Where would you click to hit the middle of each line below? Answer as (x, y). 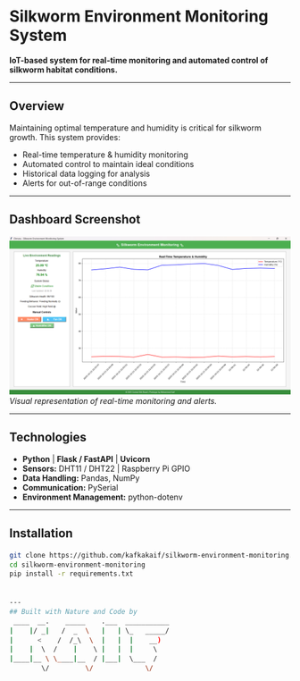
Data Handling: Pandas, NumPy (81, 478)
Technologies (48, 437)
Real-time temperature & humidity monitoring (105, 155)
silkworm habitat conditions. (63, 70)
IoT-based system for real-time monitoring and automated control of (139, 60)
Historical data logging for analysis (86, 173)
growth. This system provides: (65, 137)
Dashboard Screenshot (75, 219)
